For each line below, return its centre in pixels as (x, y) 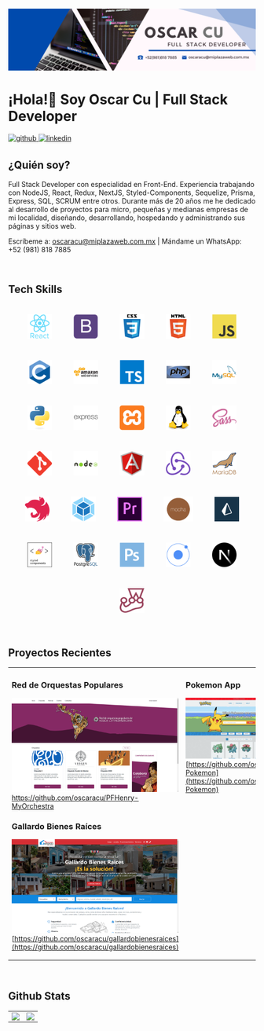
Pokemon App (213, 685)
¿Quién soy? (39, 165)
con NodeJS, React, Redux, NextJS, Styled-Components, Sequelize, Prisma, (132, 193)
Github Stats (39, 996)
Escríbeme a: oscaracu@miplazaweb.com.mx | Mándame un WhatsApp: (125, 241)
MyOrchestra (33, 805)
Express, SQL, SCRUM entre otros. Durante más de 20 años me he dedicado (132, 200)
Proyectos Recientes (60, 653)
